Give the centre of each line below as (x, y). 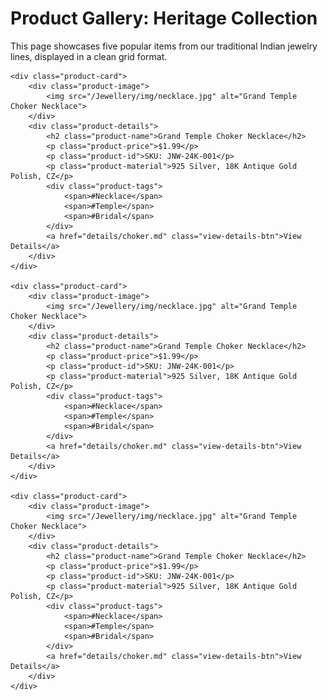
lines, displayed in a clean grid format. (89, 56)
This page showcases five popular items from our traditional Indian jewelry (164, 46)
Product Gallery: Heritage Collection (164, 18)
